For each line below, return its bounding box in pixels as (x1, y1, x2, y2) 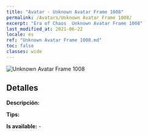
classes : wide (6, 49, 43, 55)
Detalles (6, 83, 38, 93)
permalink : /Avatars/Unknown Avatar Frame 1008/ (6, 15, 132, 21)
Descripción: (6, 99, 40, 106)
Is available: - (6, 122, 41, 130)
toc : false (6, 43, 34, 49)
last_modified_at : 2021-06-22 (6, 26, 83, 32)
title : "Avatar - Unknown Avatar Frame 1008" (6, 9, 124, 15)
